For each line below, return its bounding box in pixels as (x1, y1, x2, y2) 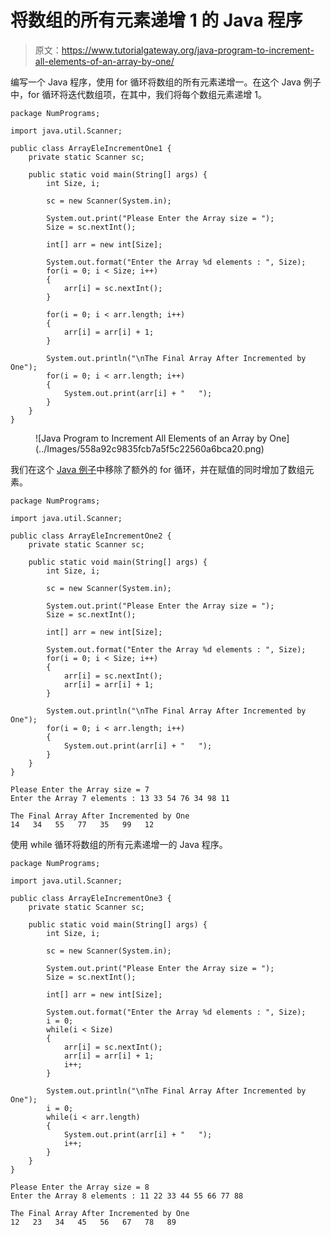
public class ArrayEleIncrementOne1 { (10, 143, 172, 153)
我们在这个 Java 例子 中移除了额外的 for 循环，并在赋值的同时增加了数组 (10, 463, 306, 475)
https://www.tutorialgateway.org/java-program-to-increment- (61, 44, 315, 56)
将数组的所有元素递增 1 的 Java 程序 (10, 9, 303, 32)
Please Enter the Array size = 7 (10, 784, 150, 795)
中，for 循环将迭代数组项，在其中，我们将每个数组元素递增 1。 (10, 88, 268, 100)
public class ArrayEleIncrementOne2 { (10, 531, 172, 541)
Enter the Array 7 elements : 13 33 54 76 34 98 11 (10, 793, 230, 803)
